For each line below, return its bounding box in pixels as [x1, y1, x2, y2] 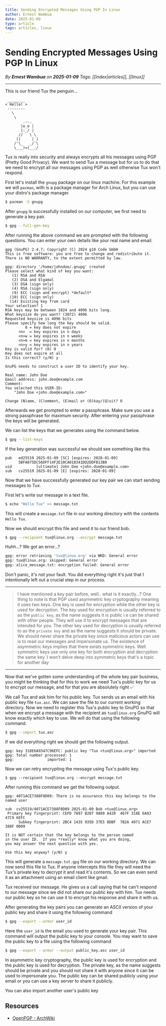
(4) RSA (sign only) [11, 286, 54, 291]
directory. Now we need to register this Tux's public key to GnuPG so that [5, 705, 155, 711]
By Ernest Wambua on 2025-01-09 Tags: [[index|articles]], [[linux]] [5, 74, 145, 80]
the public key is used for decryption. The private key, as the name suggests [5, 962, 161, 968]
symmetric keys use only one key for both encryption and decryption [17, 649, 158, 655]
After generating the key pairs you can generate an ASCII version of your [5, 904, 153, 910]
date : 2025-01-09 [5, 16, 41, 21]
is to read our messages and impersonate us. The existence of [17, 638, 145, 644]
